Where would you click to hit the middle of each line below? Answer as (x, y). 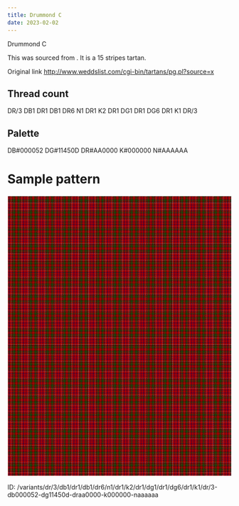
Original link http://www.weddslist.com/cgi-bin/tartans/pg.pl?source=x (111, 71)
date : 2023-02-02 (33, 22)
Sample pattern (54, 179)
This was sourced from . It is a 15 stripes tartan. (77, 58)
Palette (23, 133)
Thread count (38, 94)
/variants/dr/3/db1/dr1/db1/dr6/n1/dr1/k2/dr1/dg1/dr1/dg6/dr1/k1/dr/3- (117, 487)
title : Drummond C (34, 15)
